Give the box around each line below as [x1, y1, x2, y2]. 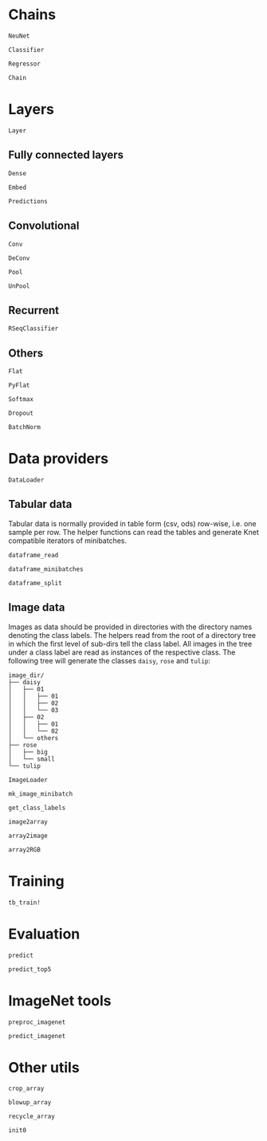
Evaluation [8, 925, 80, 942]
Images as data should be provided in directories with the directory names [8, 622, 253, 631]
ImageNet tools [8, 991, 112, 1009]
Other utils [8, 1058, 80, 1076]
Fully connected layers [8, 148, 124, 162]
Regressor [8, 60, 41, 68]
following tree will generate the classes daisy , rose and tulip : [8, 655, 211, 665]
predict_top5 [8, 965, 52, 974]
